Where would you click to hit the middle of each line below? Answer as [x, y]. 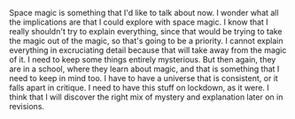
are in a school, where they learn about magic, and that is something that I [144, 69]
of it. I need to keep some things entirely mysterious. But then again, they [143, 59]
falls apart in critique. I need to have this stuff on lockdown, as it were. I [140, 88]
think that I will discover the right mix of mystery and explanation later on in [146, 97]
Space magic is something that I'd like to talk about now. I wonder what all [144, 13]
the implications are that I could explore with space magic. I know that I [139, 22]
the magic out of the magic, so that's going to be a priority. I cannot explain [146, 41]
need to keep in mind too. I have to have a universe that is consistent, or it [144, 78]
